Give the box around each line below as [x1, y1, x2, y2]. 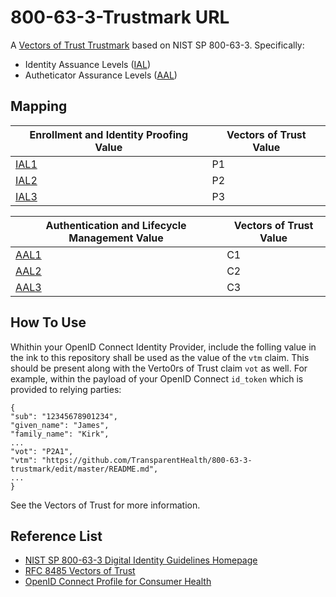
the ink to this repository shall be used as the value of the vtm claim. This [10, 351, 310, 363]
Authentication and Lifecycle [45, 218, 187, 232]
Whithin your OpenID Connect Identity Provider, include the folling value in [10, 341, 317, 353]
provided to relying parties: [10, 383, 122, 395]
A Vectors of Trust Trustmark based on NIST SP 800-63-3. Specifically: [10, 39, 305, 51]
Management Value [68, 231, 164, 245]
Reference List [10, 527, 103, 545]
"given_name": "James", [10, 420, 110, 430]
